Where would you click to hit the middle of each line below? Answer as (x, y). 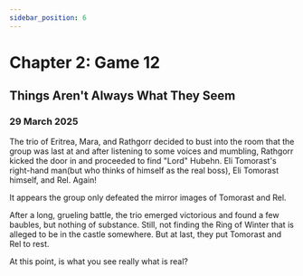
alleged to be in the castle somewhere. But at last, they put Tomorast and (146, 234)
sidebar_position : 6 (48, 18)
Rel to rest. (29, 243)
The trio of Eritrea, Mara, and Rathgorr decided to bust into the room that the (152, 141)
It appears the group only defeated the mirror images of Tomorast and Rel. (148, 197)
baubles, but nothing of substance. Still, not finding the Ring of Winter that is (151, 224)
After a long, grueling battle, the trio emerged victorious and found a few (144, 214)
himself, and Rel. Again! (53, 180)
